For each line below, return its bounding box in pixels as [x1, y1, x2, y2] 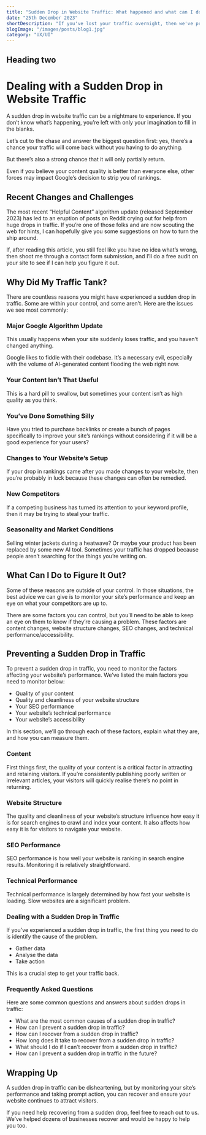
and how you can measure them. [6, 734, 90, 742]
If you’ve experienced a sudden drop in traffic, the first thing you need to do [6, 926, 198, 933]
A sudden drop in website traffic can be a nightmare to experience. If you [6, 112, 191, 120]
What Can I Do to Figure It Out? [6, 570, 127, 580]
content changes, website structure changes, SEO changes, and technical [6, 624, 193, 632]
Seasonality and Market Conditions [6, 525, 114, 534]
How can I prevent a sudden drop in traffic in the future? [15, 1050, 158, 1057]
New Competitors [6, 490, 60, 498]
